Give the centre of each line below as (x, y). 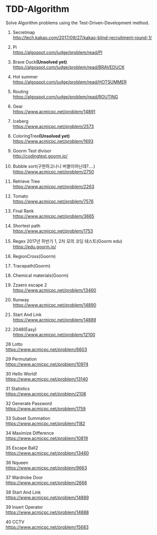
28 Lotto (14, 344)
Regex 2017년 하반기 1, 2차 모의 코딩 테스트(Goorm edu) (67, 241)
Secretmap (24, 32)
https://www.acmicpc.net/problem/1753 (53, 231)
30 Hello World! (21, 374)
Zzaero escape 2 (30, 285)
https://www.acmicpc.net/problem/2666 (46, 483)
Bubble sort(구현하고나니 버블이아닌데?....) (54, 166)
